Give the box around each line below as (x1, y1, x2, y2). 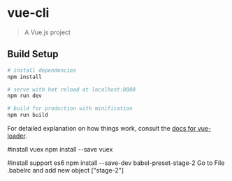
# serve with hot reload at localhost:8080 (7, 86, 136, 93)
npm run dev (7, 92, 42, 99)
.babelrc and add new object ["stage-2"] (7, 166, 124, 174)
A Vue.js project (24, 28, 71, 36)
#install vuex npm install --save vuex (7, 145, 113, 153)
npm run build (7, 112, 49, 119)
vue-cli (7, 5, 50, 21)
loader (7, 131, 26, 140)
